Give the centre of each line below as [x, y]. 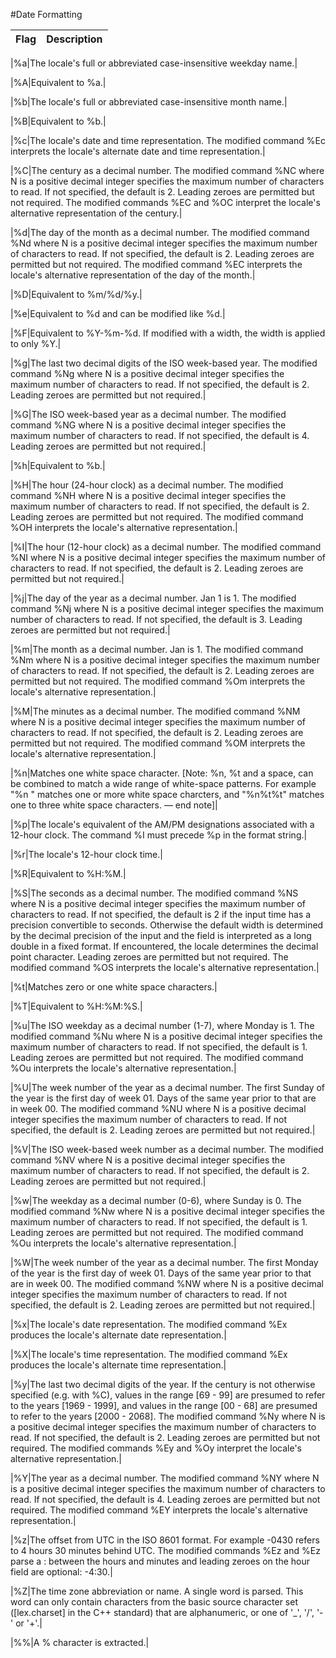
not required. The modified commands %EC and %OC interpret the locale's [165, 202]
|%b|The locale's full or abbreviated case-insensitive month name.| [149, 102]
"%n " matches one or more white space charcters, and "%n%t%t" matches [167, 794]
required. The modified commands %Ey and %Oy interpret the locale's [156, 1448]
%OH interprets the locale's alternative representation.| [124, 527]
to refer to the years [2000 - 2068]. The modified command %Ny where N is [168, 1416]
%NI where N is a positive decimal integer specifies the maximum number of [168, 557]
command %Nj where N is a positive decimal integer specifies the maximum [167, 608]
